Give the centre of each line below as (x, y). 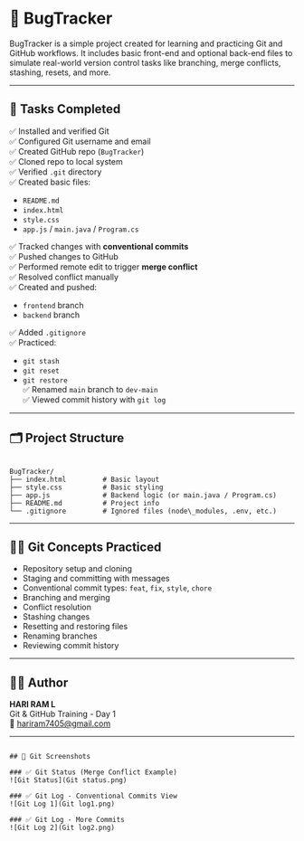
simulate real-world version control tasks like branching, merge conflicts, (145, 62)
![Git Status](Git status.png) (68, 780)
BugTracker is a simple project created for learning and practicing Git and (146, 43)
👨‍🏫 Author (39, 682)
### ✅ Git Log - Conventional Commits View (94, 796)
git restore (45, 380)
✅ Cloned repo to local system (66, 161)
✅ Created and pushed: (53, 287)
